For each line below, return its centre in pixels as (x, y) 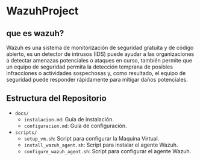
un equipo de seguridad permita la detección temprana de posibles (90, 67)
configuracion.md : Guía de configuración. (76, 126)
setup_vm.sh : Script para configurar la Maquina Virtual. (92, 138)
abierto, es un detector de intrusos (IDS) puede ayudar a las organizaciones (100, 54)
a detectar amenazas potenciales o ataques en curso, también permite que (99, 60)
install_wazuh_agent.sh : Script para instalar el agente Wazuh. (101, 145)
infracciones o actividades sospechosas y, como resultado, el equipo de (96, 73)
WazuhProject (42, 11)
